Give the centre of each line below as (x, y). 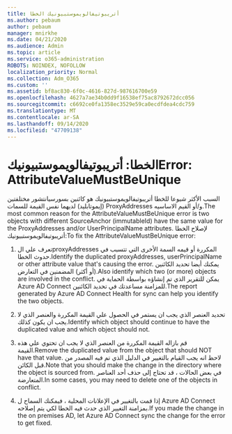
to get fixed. (34, 423)
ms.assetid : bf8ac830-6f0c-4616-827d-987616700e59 (82, 91)
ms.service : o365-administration (56, 59)
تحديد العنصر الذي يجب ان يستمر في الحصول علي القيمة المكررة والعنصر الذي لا (121, 315)
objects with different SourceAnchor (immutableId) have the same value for (115, 221)
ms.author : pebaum (34, 20)
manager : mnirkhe (32, 33)
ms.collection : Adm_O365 (43, 78)
